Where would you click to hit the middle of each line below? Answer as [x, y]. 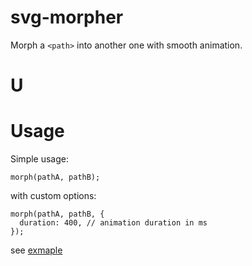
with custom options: [53, 196]
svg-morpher [67, 17]
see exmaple [36, 250]
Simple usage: [40, 159]
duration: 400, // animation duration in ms [113, 223]
